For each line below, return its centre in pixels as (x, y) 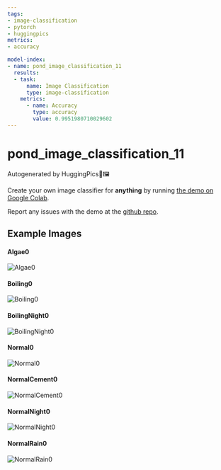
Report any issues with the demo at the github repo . (83, 211)
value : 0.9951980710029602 (73, 119)
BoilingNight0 (28, 316)
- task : (25, 79)
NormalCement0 (33, 379)
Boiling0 (20, 283)
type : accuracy (55, 113)
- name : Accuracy (52, 106)
